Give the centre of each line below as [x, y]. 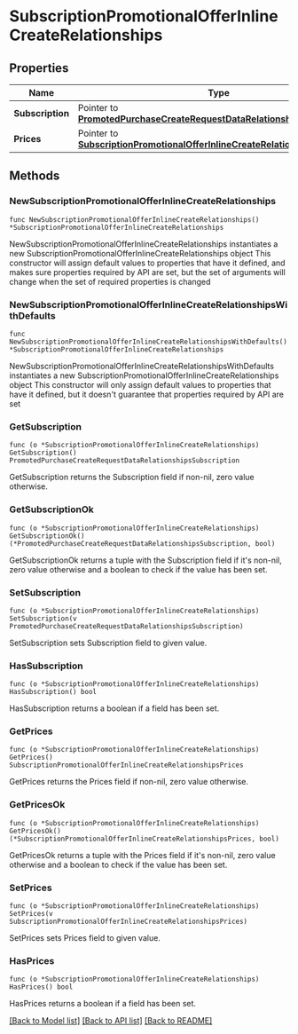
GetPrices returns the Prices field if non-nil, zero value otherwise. [129, 782]
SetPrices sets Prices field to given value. [85, 938]
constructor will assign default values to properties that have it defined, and [147, 263]
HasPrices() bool [41, 987]
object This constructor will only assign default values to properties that [141, 384]
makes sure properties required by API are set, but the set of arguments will [147, 272]
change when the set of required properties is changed [110, 281]
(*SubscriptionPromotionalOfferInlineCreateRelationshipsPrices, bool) [144, 839]
